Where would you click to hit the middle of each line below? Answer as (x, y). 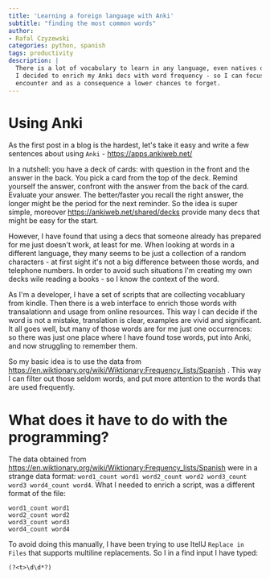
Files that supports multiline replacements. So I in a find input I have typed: (133, 553)
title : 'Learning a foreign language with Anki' (91, 16)
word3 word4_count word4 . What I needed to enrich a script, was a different (131, 485)
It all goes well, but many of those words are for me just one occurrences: (131, 329)
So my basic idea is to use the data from (75, 362)
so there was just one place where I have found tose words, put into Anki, (130, 337)
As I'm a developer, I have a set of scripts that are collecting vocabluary (127, 295)
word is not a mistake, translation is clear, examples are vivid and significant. (135, 321)
